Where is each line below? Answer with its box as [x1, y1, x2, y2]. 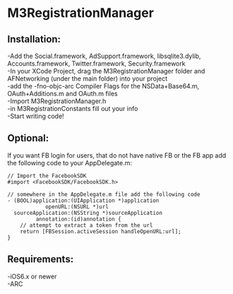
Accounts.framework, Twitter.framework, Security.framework [7, 59, 186, 68]
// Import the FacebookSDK [7, 172, 87, 180]
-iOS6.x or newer [7, 272, 57, 281]
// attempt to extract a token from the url [20, 221, 153, 229]
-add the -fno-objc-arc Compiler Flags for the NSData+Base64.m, [7, 82, 200, 90]
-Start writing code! [7, 112, 65, 120]
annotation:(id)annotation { [35, 216, 121, 223]
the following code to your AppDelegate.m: [7, 158, 133, 167]
